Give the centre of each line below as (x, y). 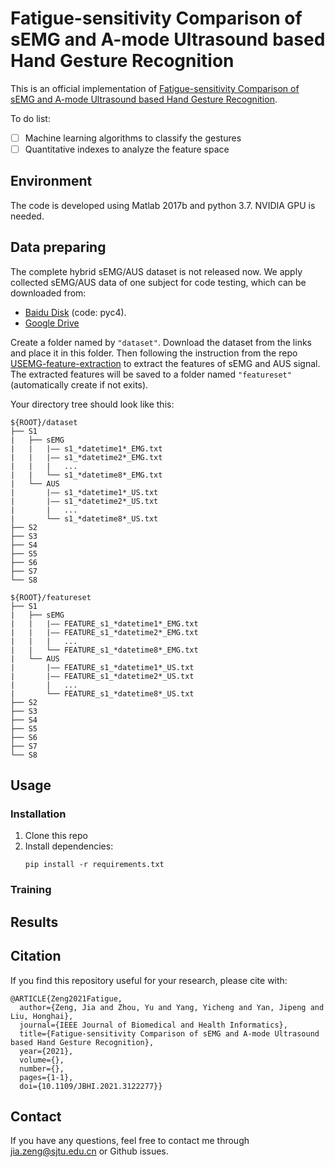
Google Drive (52, 323)
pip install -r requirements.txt (94, 865)
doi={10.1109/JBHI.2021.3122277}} (91, 1086)
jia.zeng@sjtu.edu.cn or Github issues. (89, 1151)
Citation (36, 956)
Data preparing (58, 247)
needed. (27, 216)
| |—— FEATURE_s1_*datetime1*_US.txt (102, 667)
